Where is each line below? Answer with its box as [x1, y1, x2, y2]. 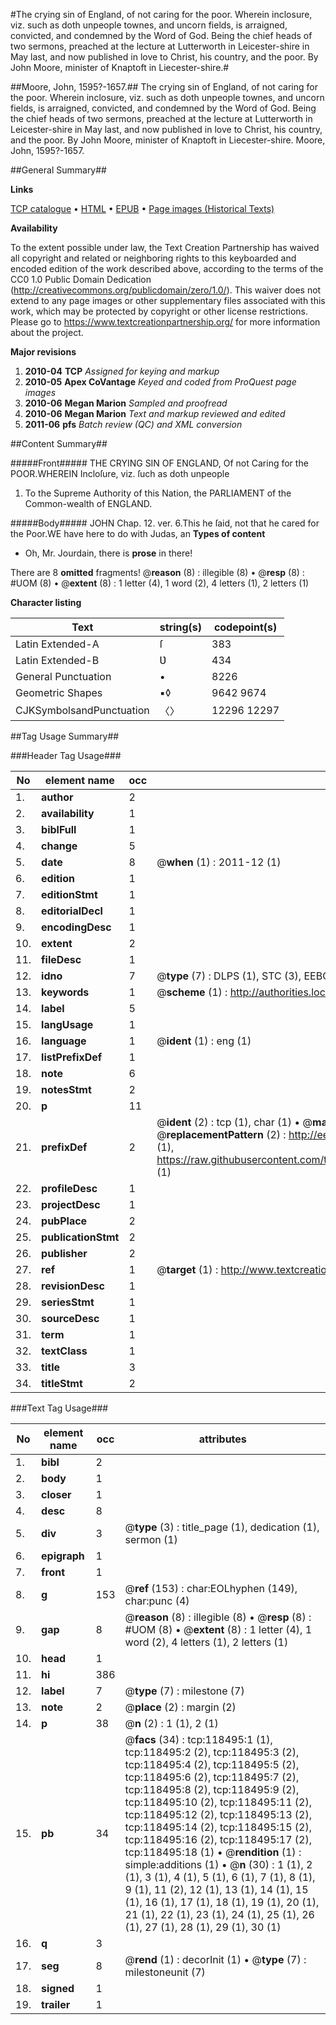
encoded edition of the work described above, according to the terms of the [10, 263, 324, 274]
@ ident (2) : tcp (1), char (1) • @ [156, 1115, 313, 1129]
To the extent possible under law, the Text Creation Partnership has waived [10, 242, 320, 253]
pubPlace [41, 1214, 88, 1228]
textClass [41, 1344, 88, 1358]
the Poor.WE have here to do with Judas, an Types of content [10, 528, 266, 539]
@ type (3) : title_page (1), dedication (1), [124, 1520, 320, 1534]
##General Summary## [10, 164, 107, 176]
